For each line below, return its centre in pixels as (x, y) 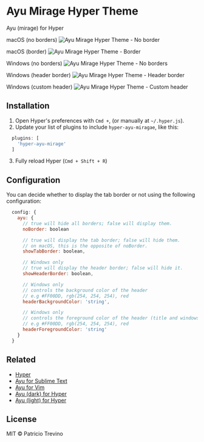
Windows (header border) (39, 75)
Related (21, 360)
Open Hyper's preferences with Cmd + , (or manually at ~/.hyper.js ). (100, 120)
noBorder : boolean (46, 229)
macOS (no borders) (32, 39)
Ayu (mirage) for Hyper (35, 28)
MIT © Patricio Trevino (35, 434)
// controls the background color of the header (85, 290)
